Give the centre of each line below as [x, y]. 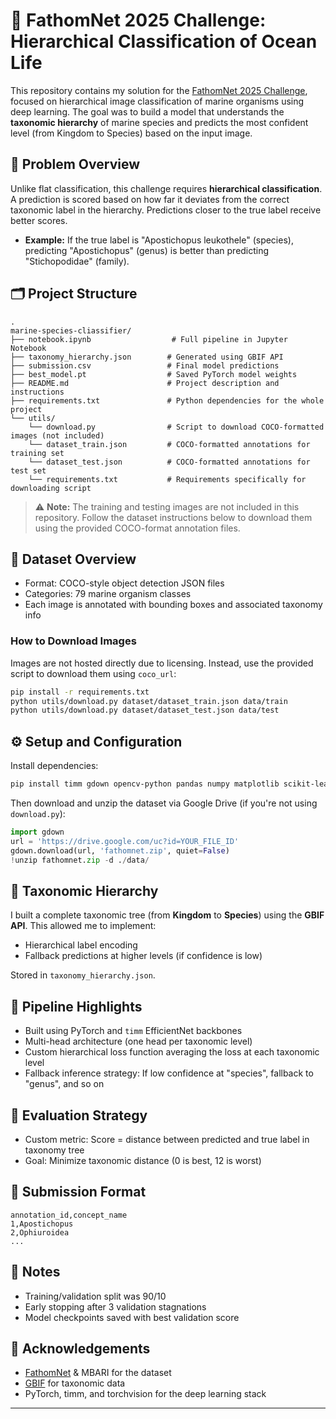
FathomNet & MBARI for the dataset [98, 1373]
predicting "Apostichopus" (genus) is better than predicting [147, 250]
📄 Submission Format [78, 1192]
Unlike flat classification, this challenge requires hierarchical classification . [166, 188]
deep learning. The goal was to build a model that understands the [147, 111]
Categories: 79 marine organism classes [108, 594]
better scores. [39, 220]
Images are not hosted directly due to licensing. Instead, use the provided [162, 663]
